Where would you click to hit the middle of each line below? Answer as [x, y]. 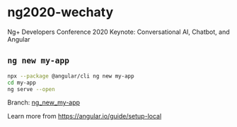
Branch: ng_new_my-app [44, 102]
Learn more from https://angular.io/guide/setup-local [85, 116]
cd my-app [22, 83]
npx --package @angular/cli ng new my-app [71, 76]
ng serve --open [31, 89]
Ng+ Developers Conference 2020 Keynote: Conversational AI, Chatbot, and [118, 32]
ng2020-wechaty [60, 12]
